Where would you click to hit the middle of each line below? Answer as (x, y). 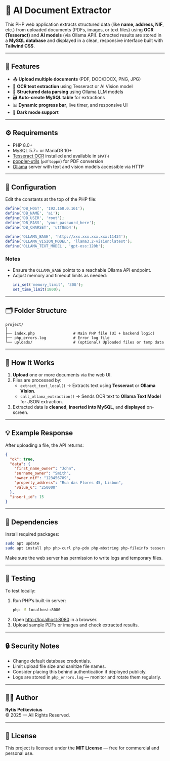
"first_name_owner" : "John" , (45, 469)
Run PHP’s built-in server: (39, 600)
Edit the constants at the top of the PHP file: (51, 199)
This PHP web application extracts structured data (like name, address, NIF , (85, 24)
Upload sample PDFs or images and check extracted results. (76, 625)
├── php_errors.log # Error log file (57, 338)
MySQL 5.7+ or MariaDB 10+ (42, 150)
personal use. (19, 753)
